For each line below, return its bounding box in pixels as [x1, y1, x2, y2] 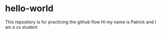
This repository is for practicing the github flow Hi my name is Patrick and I [5, 19, 156, 25]
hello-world [5, 3, 54, 14]
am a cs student [5, 24, 38, 30]
